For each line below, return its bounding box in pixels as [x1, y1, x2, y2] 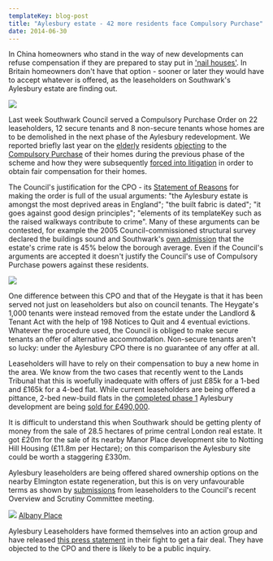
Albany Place [18, 511, 63, 520]
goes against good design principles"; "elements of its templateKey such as [8, 208, 262, 218]
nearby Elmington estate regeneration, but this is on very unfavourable [8, 476, 245, 486]
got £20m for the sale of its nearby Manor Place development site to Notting [8, 435, 264, 445]
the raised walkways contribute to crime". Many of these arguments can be [8, 217, 260, 227]
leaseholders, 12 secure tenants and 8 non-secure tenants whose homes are [8, 124, 265, 133]
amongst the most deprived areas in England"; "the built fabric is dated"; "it [8, 200, 262, 210]
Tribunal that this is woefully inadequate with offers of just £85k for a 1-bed [8, 376, 260, 386]
